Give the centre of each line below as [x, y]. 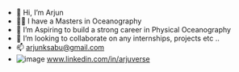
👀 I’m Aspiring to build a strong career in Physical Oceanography [124, 30]
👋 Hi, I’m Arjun [40, 13]
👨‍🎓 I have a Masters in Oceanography [79, 21]
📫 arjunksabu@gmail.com [60, 47]
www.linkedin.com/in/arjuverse [99, 59]
